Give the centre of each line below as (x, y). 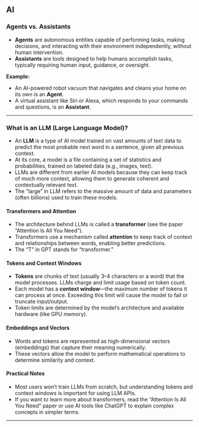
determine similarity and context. (55, 360)
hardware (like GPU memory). (51, 314)
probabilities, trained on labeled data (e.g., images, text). (84, 166)
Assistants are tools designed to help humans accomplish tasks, (94, 58)
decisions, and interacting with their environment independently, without (103, 46)
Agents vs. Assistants (38, 27)
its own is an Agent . (39, 94)
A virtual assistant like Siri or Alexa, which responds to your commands (101, 100)
